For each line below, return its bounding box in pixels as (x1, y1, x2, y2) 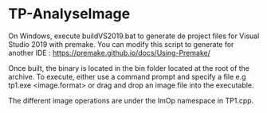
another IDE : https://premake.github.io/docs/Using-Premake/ (8, 48, 211, 57)
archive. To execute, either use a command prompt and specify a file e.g (8, 72, 246, 81)
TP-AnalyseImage (8, 5, 131, 23)
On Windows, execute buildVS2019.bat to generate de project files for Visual (8, 31, 260, 41)
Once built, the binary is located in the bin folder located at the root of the (8, 63, 249, 72)
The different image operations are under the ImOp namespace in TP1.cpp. (8, 95, 254, 105)
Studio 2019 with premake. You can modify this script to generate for (8, 39, 234, 49)
